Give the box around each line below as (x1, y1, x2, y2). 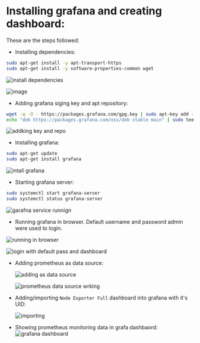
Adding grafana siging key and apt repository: (14, 99, 128, 107)
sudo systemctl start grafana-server (6, 190, 101, 196)
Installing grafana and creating (6, 4, 162, 18)
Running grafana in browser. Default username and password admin (14, 218, 183, 225)
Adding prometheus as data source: (14, 259, 104, 266)
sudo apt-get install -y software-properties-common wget (6, 65, 154, 71)
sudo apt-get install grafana (6, 156, 82, 162)
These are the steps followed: (6, 37, 80, 44)
